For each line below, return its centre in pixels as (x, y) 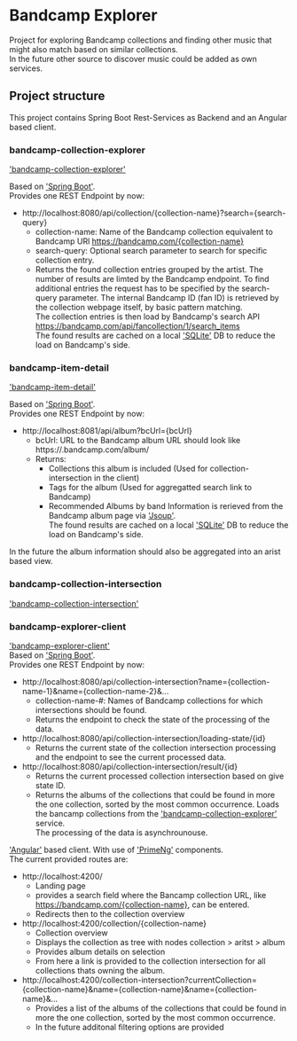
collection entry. (65, 260)
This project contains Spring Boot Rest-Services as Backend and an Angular (148, 117)
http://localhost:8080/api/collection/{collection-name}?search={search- (154, 213)
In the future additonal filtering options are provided (129, 1027)
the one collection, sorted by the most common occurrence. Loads (157, 804)
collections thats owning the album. (100, 970)
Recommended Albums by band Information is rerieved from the (166, 506)
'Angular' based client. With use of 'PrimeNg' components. (117, 849)
